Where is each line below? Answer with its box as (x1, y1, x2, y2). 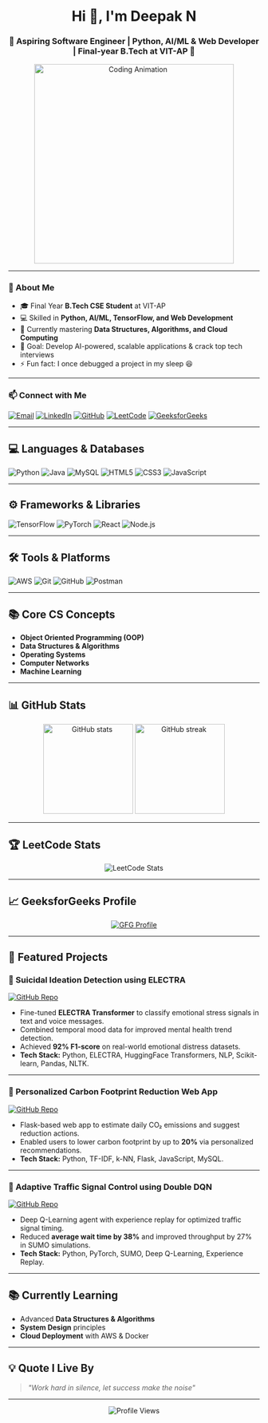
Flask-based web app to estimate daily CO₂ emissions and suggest (19, 1120, 240, 1129)
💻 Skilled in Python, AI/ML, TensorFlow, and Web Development (19, 313, 234, 322)
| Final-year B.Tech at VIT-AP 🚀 (73, 45, 195, 57)
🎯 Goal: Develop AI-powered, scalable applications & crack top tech (19, 341, 243, 350)
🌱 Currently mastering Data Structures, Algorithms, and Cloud (19, 324, 228, 334)
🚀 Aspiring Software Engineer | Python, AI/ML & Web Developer (9, 36, 259, 47)
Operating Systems (19, 650, 86, 659)
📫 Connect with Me (8, 389, 87, 401)
